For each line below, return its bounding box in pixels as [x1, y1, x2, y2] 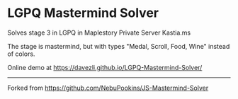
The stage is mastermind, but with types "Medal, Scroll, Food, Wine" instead [7, 42, 230, 50]
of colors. [7, 49, 35, 58]
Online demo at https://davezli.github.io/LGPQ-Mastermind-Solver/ [7, 63, 203, 71]
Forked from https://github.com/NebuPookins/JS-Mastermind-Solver [7, 83, 209, 92]
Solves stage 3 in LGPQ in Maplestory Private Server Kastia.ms [7, 28, 191, 37]
